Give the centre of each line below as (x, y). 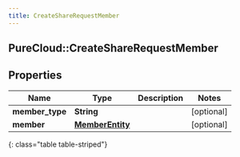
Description (161, 98)
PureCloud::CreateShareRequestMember (113, 48)
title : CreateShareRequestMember (64, 16)
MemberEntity (102, 124)
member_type (39, 111)
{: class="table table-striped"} (58, 144)
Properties (35, 76)
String (86, 111)
